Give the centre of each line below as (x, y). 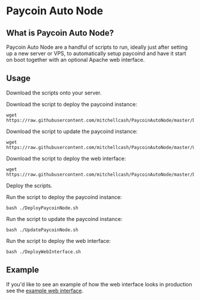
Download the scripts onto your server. (54, 93)
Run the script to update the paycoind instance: (64, 219)
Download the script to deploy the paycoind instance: (72, 104)
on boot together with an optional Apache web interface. (76, 60)
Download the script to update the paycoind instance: (72, 131)
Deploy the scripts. (29, 185)
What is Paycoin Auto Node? (60, 33)
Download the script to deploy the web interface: (66, 158)
